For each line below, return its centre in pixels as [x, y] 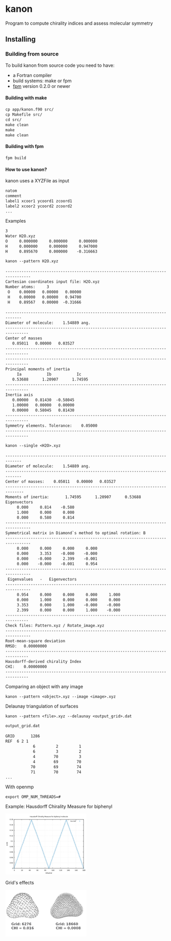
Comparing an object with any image [44, 686]
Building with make [26, 98]
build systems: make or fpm [42, 81]
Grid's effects [20, 883]
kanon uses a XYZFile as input [37, 181]
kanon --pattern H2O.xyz [32, 261]
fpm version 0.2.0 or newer [42, 86]
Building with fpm [25, 147]
